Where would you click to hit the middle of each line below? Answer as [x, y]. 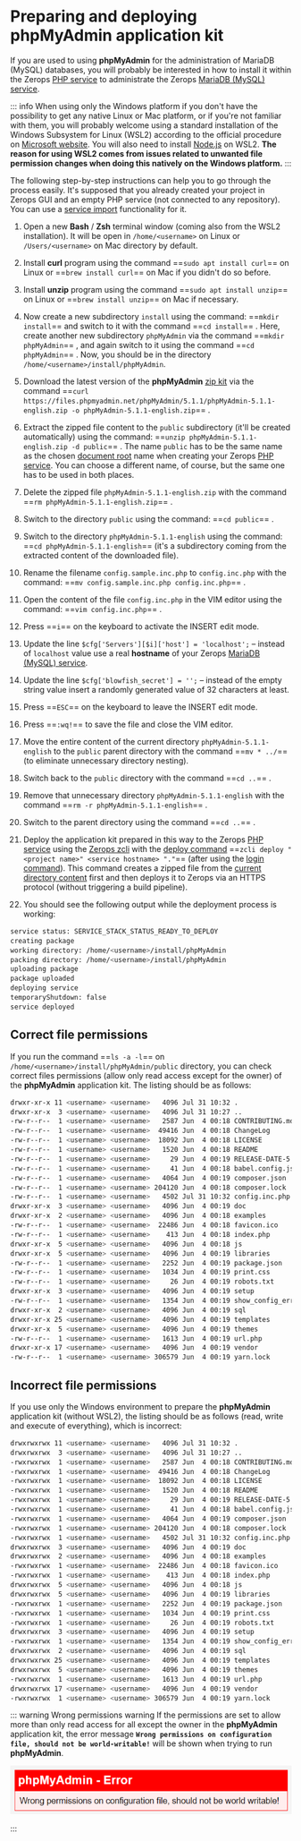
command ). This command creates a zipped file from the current [142, 868]
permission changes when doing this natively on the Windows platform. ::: [151, 163]
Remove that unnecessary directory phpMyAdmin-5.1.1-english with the [154, 795]
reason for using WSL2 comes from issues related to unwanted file [136, 153]
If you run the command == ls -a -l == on [88, 1056]
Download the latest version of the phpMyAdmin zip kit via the [138, 381]
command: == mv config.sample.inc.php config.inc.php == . [134, 582]
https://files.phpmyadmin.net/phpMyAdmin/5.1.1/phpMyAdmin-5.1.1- [149, 401]
